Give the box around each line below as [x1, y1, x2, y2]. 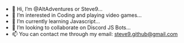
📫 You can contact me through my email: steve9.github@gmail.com [11, 31, 178, 37]
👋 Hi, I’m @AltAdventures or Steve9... [11, 6, 103, 12]
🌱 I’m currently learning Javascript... [11, 18, 101, 24]
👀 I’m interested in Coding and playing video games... [11, 12, 142, 19]
